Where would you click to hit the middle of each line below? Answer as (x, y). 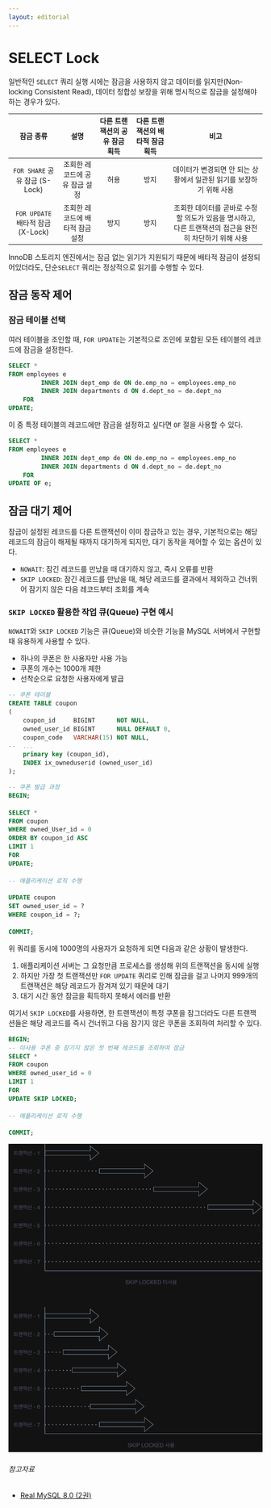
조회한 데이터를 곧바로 (208, 207)
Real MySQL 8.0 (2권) (56, 1495)
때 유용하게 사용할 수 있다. (49, 641)
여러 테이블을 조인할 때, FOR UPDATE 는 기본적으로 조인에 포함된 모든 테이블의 (127, 339)
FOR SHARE (29, 171)
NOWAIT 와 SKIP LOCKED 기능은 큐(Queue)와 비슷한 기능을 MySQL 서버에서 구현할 (134, 631)
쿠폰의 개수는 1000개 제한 (60, 668)
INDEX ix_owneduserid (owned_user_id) (88, 763)
